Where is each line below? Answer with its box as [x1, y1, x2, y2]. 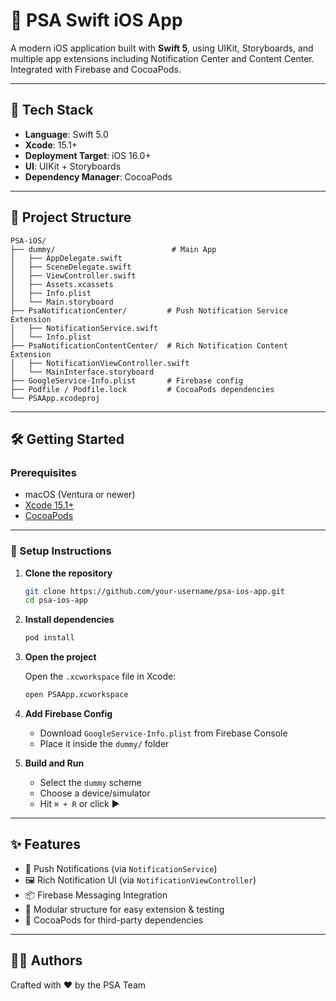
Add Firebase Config [24, 708, 113, 720]
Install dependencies [24, 614, 115, 626]
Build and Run [24, 757, 85, 769]
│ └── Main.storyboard [10, 297, 114, 307]
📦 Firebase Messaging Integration [24, 889, 168, 901]
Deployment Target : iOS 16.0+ [24, 149, 152, 161]
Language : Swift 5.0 [24, 128, 109, 140]
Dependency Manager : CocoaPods [24, 170, 173, 183]
